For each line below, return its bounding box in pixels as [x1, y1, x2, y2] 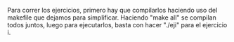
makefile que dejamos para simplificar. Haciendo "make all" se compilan [7, 13, 216, 22]
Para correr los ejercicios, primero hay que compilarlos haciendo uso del [7, 6, 218, 14]
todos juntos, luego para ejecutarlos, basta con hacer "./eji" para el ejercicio [7, 21, 228, 29]
